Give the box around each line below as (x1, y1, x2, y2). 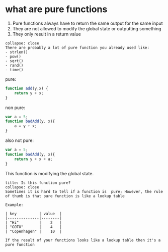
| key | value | (5, 211, 62, 216)
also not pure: (5, 137, 34, 143)
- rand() (5, 63, 24, 68)
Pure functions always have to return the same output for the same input (12, 20, 163, 26)
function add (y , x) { (5, 86, 49, 91)
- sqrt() (5, 58, 24, 64)
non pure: (5, 105, 25, 111)
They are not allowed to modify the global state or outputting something (12, 25, 162, 31)
